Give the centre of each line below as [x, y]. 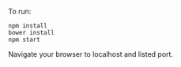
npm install [28, 26]
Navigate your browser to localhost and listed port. [91, 54]
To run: [20, 11]
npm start [25, 39]
